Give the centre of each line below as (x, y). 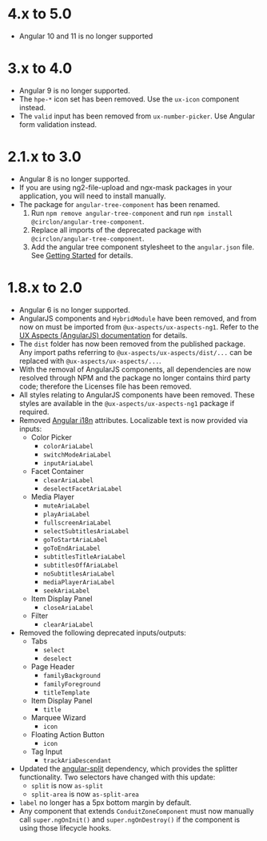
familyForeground (72, 684)
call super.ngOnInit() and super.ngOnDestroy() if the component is (130, 819)
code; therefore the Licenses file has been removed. (105, 386)
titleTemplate (66, 692)
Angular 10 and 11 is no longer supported (86, 36)
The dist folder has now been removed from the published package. (132, 344)
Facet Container (58, 471)
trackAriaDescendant (77, 760)
